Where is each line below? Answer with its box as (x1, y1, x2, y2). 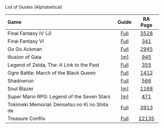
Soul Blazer (7, 85, 34, 92)
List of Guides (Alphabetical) (5, 4, 62, 10)
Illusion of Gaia (7, 54, 41, 60)
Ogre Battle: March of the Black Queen (7, 70, 96, 76)
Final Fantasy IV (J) (7, 30, 52, 37)
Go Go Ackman (7, 46, 42, 53)
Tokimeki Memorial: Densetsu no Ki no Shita (7, 101, 108, 108)
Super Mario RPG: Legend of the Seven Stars (7, 93, 111, 100)
